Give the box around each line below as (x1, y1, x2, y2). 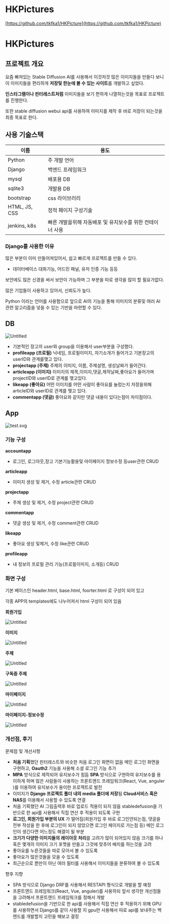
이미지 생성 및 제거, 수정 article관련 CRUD (12, 478, 96, 485)
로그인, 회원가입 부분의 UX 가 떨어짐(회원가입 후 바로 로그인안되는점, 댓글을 (12, 816, 161, 822)
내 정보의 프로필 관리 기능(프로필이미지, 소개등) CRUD (12, 561, 119, 567)
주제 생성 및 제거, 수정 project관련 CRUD (12, 499, 94, 505)
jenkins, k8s (8, 222, 36, 229)
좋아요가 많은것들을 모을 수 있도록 (12, 854, 79, 860)
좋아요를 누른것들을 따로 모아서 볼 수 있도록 (12, 847, 98, 854)
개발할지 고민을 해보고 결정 (26, 913, 79, 919)
